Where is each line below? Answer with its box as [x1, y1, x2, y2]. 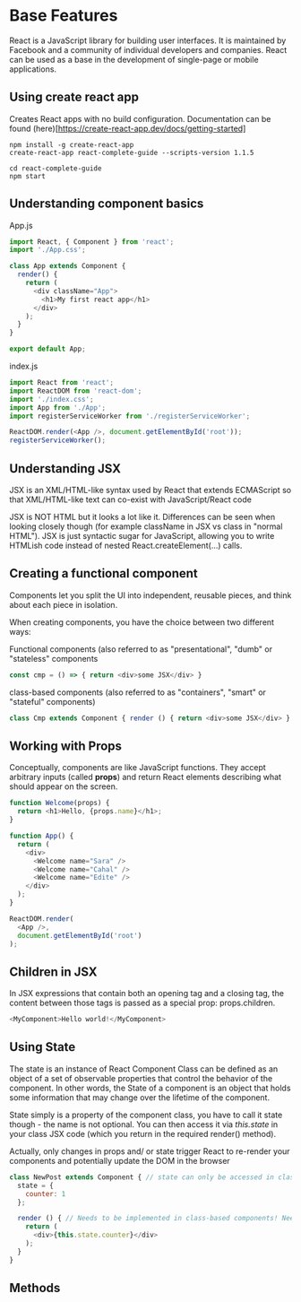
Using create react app [9, 90, 140, 105]
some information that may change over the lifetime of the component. [9, 1091, 271, 1103]
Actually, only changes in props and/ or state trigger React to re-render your [9, 1145, 290, 1157]
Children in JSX [9, 964, 98, 979]
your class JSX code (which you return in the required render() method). [9, 1128, 276, 1139]
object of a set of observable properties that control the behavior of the [9, 1072, 273, 1083]
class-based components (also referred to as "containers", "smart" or [9, 687, 267, 698]
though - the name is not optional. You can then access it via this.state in [9, 1118, 279, 1130]
